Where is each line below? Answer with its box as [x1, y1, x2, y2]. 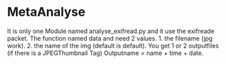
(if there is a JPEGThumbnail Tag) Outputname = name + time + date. [7, 49, 204, 57]
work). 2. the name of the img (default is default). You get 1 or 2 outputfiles [7, 41, 219, 50]
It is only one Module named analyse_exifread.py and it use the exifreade [7, 27, 215, 35]
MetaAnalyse [7, 4, 86, 20]
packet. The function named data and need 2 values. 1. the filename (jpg [7, 34, 213, 42]
